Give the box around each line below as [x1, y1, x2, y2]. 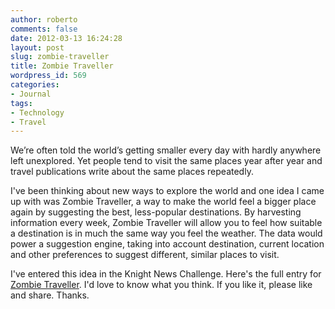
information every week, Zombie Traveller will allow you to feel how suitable [10, 217, 323, 229]
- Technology [10, 107, 65, 118]
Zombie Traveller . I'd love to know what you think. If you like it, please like [10, 279, 313, 291]
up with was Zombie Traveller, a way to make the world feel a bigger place [10, 196, 317, 208]
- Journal [10, 89, 52, 99]
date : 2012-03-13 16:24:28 [10, 33, 123, 43]
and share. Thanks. [10, 289, 90, 301]
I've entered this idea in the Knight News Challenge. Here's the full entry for [10, 268, 322, 280]
